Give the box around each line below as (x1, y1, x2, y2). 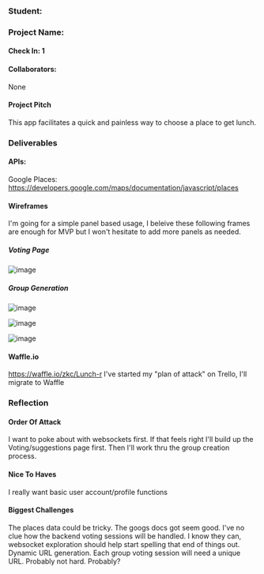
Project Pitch (8, 100, 51, 110)
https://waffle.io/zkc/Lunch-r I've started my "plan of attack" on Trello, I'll (8, 369, 247, 379)
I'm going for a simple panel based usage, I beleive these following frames (8, 219, 251, 228)
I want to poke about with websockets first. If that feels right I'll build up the (8, 435, 254, 444)
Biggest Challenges (8, 505, 74, 515)
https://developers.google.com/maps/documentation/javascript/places (8, 183, 239, 192)
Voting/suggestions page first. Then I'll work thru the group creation (8, 443, 230, 452)
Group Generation (8, 283, 69, 293)
